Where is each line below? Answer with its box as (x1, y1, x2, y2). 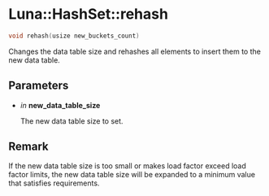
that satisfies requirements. (8, 178, 100, 188)
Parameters (8, 79, 69, 93)
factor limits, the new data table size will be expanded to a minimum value (8, 170, 256, 180)
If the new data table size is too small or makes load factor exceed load (8, 161, 246, 171)
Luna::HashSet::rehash (8, 5, 169, 24)
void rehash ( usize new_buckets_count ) (8, 32, 140, 40)
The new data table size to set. (20, 115, 124, 126)
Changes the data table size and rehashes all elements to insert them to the (8, 46, 262, 56)
